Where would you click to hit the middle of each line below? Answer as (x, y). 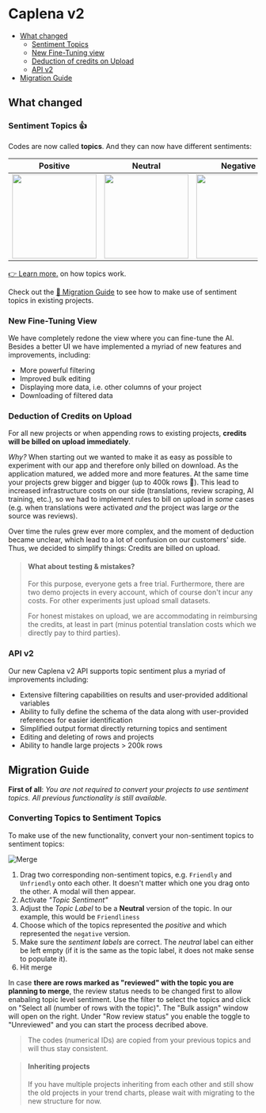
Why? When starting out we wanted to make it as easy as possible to (120, 457)
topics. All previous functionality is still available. (88, 797)
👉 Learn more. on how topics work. (67, 273)
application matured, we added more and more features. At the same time (129, 474)
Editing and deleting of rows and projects (87, 736)
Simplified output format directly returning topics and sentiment (123, 728)
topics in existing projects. (51, 300)
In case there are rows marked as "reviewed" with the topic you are (121, 982)
